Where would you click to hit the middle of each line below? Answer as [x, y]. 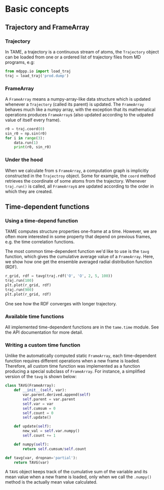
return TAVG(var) [32, 463]
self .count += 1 [39, 436]
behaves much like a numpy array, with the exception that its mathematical [80, 109]
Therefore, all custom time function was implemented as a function [73, 366]
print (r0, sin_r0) [33, 147]
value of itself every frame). [33, 120]
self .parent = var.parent [49, 399]
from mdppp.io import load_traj [38, 71]
